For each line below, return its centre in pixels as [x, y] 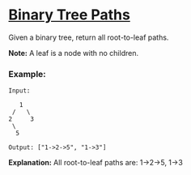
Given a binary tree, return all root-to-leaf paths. [89, 37]
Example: [27, 74]
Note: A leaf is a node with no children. [74, 53]
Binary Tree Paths [70, 15]
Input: [19, 91]
